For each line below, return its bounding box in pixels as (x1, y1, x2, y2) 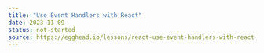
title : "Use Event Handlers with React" (8, 11, 143, 19)
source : (8, 33, 34, 41)
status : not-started (8, 26, 76, 34)
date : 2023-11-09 (8, 19, 65, 26)
